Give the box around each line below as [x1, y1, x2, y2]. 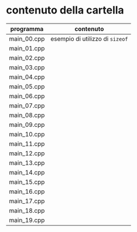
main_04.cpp [9, 73, 45, 81]
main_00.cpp [9, 35, 45, 43]
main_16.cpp [9, 187, 45, 196]
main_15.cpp [9, 177, 45, 186]
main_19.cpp [9, 216, 45, 224]
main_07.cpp [9, 101, 45, 109]
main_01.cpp [9, 44, 45, 52]
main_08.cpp [9, 111, 45, 119]
